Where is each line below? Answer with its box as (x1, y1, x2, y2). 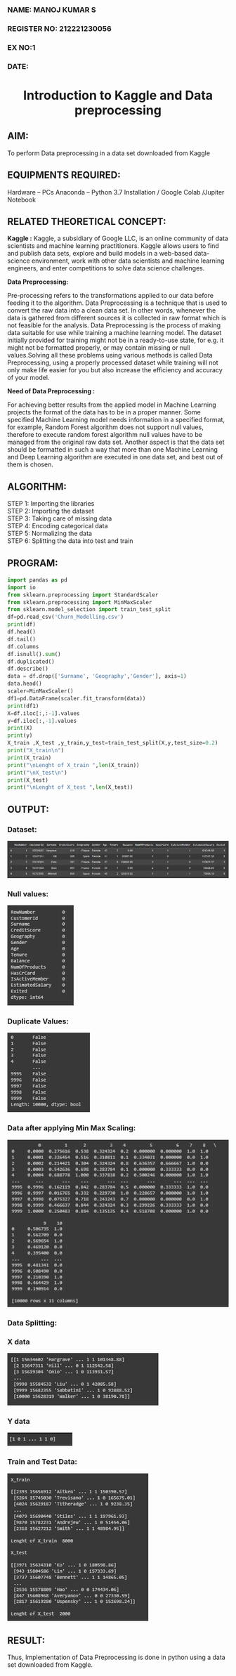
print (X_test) (7, 776, 49, 784)
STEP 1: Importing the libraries (7, 499, 95, 508)
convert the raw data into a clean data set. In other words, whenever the (7, 306, 216, 315)
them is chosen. (7, 460, 54, 469)
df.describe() (7, 665, 49, 672)
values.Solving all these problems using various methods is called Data (7, 351, 213, 360)
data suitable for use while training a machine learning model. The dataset (7, 329, 222, 337)
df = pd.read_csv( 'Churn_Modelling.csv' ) (7, 613, 124, 621)
